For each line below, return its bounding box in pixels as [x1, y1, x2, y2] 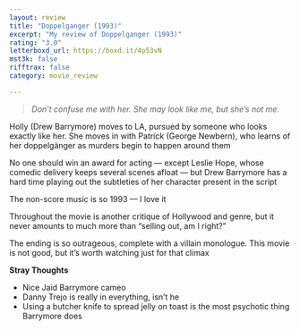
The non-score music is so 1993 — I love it [9, 193, 167, 204]
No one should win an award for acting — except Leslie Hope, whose [9, 157, 264, 168]
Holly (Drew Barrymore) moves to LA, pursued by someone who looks [9, 121, 268, 131]
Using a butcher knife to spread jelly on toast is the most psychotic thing [21, 300, 290, 311]
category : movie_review [9, 72, 99, 80]
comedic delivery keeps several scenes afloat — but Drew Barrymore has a [9, 166, 287, 177]
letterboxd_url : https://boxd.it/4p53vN [9, 47, 163, 55]
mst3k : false [9, 55, 58, 63]
